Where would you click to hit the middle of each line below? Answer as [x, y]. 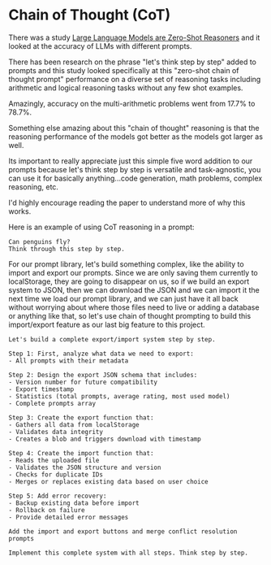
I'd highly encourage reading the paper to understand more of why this [127, 202]
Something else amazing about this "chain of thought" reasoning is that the [134, 128]
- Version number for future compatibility [83, 382]
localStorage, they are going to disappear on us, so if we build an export [129, 281]
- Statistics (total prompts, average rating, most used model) [119, 396]
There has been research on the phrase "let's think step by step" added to [133, 62]
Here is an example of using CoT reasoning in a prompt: [101, 227]
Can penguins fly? [39, 241]
